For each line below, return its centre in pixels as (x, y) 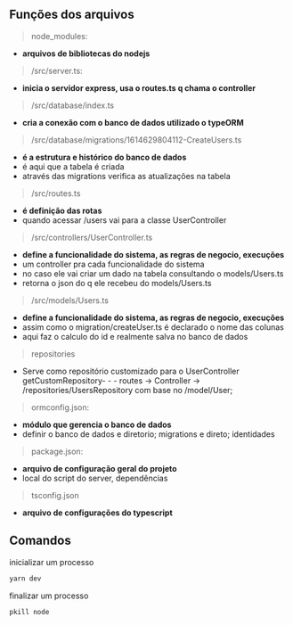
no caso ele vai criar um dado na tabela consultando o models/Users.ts (153, 273)
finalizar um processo (49, 596)
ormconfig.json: (60, 407)
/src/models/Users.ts (70, 300)
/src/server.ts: (57, 70)
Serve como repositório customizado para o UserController (131, 371)
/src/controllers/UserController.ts (92, 237)
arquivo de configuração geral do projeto (99, 468)
